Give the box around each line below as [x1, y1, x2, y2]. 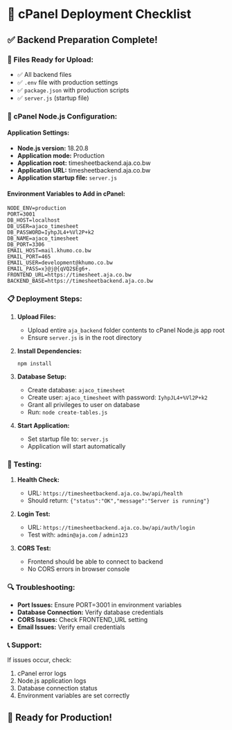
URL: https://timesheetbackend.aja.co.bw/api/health [27, 489, 184, 497]
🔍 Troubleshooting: [7, 582, 75, 592]
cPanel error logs [17, 669, 67, 678]
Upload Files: [17, 312, 57, 321]
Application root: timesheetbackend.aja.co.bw [17, 159, 151, 167]
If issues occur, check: [7, 656, 72, 664]
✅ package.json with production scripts [17, 86, 130, 94]
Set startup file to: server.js [27, 435, 109, 443]
